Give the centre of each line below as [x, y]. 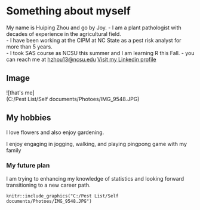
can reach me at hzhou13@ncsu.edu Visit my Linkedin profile [81, 59]
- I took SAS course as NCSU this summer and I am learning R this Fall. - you [100, 53]
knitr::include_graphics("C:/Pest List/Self [62, 196]
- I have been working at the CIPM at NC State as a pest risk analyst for [94, 40]
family [14, 150]
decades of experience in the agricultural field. [64, 34]
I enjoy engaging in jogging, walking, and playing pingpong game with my [96, 144]
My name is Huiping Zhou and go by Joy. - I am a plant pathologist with [94, 28]
